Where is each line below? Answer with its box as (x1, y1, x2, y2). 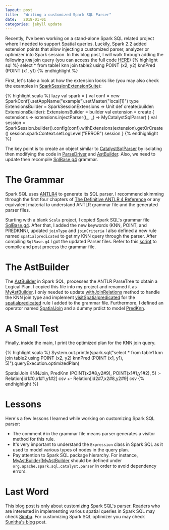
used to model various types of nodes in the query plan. (12, 447, 130, 452)
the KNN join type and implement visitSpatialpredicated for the (5, 294, 135, 300)
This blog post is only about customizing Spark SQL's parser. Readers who (5, 503, 160, 509)
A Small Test (5, 323, 59, 334)
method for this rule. (12, 436, 55, 442)
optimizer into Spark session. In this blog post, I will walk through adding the (5, 52, 164, 58)
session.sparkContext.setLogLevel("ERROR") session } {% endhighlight (10, 130, 158, 137)
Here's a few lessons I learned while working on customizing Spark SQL (5, 415, 155, 421)
